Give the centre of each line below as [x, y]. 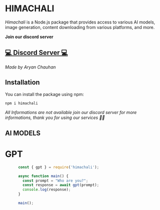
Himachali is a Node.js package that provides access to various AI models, [80, 22]
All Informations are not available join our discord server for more [71, 113]
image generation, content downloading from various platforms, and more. [80, 27]
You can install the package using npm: [45, 94]
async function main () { [43, 176]
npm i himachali [21, 103]
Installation [22, 82]
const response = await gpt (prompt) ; [61, 185]
